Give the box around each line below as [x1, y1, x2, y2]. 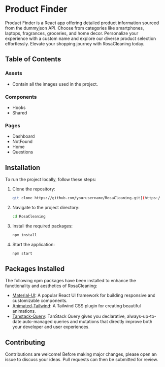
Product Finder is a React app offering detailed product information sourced [5, 20, 159, 26]
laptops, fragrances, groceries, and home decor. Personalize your [5, 30, 139, 36]
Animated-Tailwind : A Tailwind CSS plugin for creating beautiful [12, 303, 141, 309]
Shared [12, 110, 27, 115]
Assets [5, 70, 23, 77]
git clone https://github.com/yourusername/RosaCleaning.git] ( [12, 196, 145, 201]
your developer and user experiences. [12, 324, 90, 330]
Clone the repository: [12, 186, 56, 192]
